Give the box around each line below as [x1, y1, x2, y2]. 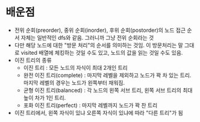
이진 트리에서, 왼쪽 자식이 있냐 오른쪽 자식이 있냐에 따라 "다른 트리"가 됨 [14, 109, 183, 116]
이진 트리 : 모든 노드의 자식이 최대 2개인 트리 [23, 64, 128, 71]
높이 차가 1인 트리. [23, 94, 66, 101]
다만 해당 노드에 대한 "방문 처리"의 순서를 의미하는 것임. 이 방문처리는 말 [14, 41, 183, 49]
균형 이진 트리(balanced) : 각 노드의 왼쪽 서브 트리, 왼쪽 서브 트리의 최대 [23, 87, 193, 94]
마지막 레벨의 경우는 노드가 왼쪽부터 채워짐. [23, 79, 125, 86]
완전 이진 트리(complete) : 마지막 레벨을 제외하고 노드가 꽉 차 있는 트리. [23, 72, 192, 79]
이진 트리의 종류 [14, 56, 52, 64]
